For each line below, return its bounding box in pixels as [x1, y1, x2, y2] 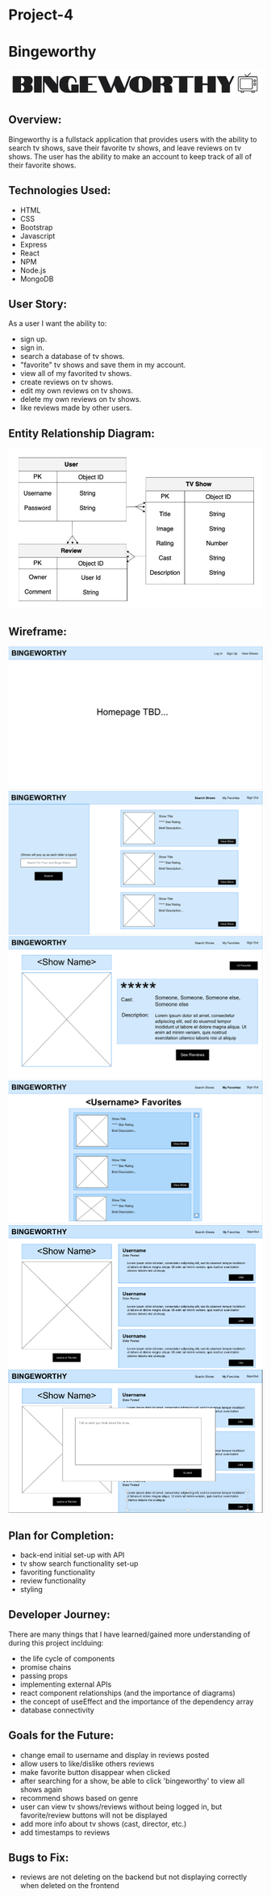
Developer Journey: [8, 1608, 110, 1622]
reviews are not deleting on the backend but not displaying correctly [19, 1872, 248, 1882]
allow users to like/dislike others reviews [19, 1759, 155, 1768]
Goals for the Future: [8, 1729, 115, 1743]
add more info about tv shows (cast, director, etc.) [19, 1819, 187, 1828]
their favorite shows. [8, 160, 77, 170]
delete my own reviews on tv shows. [19, 395, 142, 404]
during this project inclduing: [8, 1637, 104, 1647]
